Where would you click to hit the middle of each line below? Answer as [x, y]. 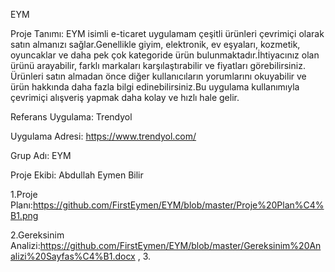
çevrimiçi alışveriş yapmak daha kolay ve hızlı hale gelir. [125, 97]
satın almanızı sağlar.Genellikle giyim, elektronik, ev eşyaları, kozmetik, [155, 44]
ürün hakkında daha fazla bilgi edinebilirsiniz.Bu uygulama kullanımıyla [155, 87]
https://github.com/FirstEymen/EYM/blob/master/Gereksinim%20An [180, 245]
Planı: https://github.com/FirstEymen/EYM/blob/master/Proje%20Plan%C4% [167, 205]
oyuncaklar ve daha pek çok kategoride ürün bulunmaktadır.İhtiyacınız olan [165, 55]
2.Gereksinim [37, 235]
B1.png [24, 215]
